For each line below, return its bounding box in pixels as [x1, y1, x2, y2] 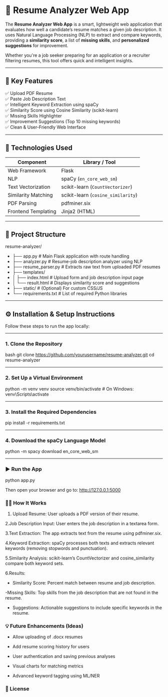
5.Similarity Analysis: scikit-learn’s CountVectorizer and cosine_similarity [5, 555, 154, 561]
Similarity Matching [7, 191, 53, 198]
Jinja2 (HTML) [61, 208, 95, 215]
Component [17, 158, 46, 165]
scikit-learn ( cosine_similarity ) [61, 191, 137, 198]
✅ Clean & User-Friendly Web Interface [5, 124, 86, 130]
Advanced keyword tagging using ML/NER [12, 673, 100, 679]
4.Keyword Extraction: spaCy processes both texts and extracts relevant [5, 540, 154, 546]
